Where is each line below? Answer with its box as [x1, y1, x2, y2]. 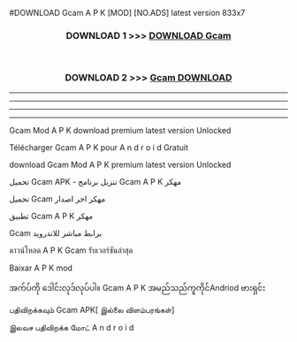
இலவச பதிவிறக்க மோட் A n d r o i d [9, 322, 134, 332]
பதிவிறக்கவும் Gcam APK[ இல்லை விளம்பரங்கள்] [9, 304, 175, 315]
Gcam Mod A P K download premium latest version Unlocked [9, 125, 232, 135]
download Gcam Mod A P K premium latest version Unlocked [9, 159, 232, 170]
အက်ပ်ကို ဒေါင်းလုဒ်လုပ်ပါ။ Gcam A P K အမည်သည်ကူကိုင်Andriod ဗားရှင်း [9, 282, 266, 293]
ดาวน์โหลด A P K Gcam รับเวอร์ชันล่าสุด [9, 245, 133, 255]
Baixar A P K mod [9, 262, 73, 273]
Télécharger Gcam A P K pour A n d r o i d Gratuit [9, 141, 188, 153]
